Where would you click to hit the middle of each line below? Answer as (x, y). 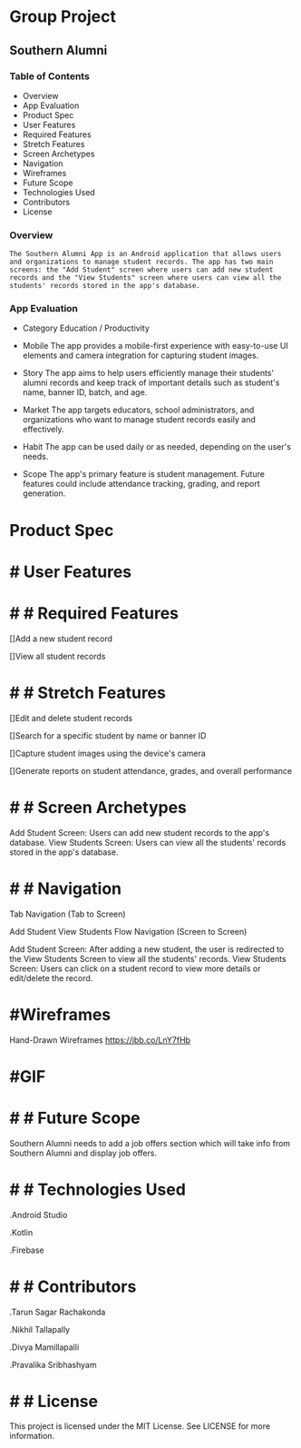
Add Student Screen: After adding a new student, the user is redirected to (147, 949)
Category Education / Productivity (86, 328)
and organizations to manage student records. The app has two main (141, 262)
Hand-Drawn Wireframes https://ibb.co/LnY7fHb (100, 1040)
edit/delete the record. (51, 977)
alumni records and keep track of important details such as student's (151, 382)
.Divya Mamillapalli (44, 1347)
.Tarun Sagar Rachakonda (58, 1312)
